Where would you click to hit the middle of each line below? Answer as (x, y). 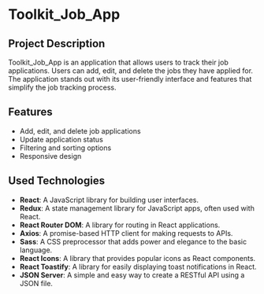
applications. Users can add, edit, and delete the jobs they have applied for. (131, 71)
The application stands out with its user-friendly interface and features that (130, 79)
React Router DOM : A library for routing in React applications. (120, 225)
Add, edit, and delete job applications (80, 130)
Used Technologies (56, 181)
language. (36, 250)
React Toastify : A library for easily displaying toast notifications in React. (138, 266)
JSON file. (36, 283)
